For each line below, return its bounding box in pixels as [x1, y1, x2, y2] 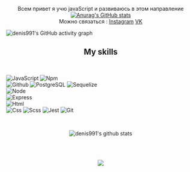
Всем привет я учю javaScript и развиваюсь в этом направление [17, 5, 184, 12]
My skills [83, 47, 118, 57]
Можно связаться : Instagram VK [59, 18, 143, 25]
